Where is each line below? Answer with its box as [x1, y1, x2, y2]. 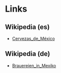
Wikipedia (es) [5, 23, 50, 31]
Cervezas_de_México [12, 36, 55, 41]
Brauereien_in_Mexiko [12, 62, 57, 69]
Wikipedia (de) [5, 50, 50, 58]
